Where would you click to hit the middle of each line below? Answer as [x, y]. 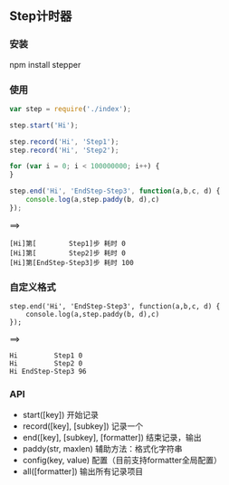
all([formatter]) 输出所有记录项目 [83, 471]
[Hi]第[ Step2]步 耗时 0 [68, 253]
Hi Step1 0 [46, 356]
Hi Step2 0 [46, 364]
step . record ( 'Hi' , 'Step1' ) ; [64, 142]
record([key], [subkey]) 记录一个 [83, 426]
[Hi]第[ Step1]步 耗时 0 [68, 243]
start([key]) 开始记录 [61, 415]
